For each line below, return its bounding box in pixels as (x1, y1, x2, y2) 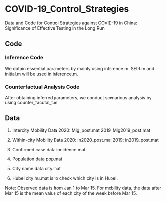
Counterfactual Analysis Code (5, 83, 80, 90)
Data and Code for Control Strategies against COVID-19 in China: (5, 20, 137, 26)
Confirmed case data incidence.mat (12, 146, 86, 152)
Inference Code (5, 54, 44, 61)
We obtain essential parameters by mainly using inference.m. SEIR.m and (5, 65, 155, 71)
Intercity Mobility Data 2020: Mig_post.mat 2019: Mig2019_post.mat (12, 127, 151, 133)
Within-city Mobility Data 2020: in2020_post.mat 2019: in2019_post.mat (12, 137, 159, 143)
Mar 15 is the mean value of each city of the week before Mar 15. (5, 190, 137, 196)
